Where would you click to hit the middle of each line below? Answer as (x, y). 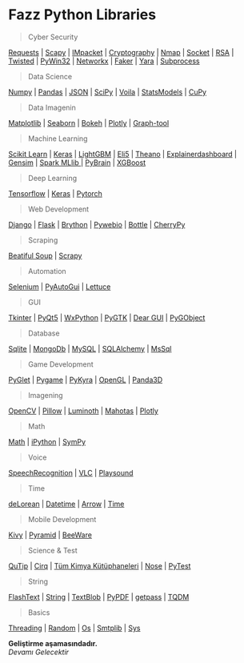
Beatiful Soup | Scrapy (45, 255)
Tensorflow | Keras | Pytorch (55, 193)
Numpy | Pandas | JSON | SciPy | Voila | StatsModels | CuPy (107, 92)
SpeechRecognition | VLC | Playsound (71, 472)
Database (44, 333)
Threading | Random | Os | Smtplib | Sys (74, 628)
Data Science (50, 76)
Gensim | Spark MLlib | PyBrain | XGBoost (77, 163)
